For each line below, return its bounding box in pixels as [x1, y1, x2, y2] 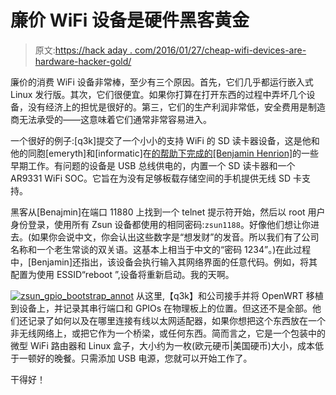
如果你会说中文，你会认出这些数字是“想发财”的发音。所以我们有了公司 [31, 231, 320, 243]
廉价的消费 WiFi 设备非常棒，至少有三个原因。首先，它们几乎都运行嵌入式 [10, 76, 314, 88]
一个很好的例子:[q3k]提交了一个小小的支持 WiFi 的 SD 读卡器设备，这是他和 [10, 134, 320, 146]
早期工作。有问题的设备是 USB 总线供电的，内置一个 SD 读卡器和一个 [10, 159, 296, 171]
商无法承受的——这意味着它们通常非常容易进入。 [10, 113, 212, 125]
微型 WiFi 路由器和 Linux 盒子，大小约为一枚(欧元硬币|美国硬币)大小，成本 [10, 339, 315, 351]
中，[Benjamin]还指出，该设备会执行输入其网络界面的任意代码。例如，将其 [10, 256, 318, 268]
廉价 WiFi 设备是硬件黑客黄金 [10, 9, 250, 32]
